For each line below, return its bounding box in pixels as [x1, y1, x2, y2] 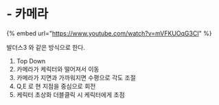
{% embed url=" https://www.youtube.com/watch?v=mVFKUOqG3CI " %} [6, 29, 212, 37]
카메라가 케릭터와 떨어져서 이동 [16, 65, 100, 73]
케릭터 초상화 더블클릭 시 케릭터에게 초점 [16, 90, 125, 99]
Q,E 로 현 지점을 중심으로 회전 [16, 82, 96, 90]
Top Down [16, 57, 46, 65]
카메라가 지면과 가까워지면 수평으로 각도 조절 [16, 73, 137, 82]
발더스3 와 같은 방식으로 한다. [6, 43, 85, 51]
